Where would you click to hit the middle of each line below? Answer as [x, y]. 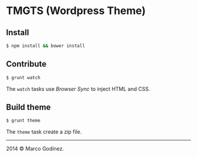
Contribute [26, 64]
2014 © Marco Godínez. [35, 149]
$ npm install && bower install [45, 46]
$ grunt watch [23, 77]
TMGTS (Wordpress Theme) [76, 11]
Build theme [28, 107]
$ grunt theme [23, 121]
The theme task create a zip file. [44, 132]
